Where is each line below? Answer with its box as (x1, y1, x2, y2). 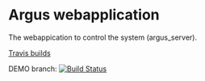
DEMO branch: (8, 63, 58, 74)
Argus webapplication (8, 6, 160, 24)
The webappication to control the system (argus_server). (8, 32, 198, 42)
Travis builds (8, 48, 51, 58)
